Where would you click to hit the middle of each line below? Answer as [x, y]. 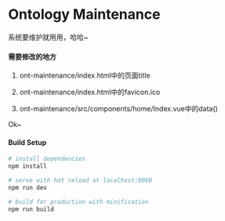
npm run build [31, 209]
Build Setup [27, 142]
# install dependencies [47, 159]
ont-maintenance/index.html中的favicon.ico [90, 92]
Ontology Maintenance [84, 14]
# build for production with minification [78, 201]
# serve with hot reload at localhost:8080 [80, 181]
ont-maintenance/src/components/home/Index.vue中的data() [118, 109]
